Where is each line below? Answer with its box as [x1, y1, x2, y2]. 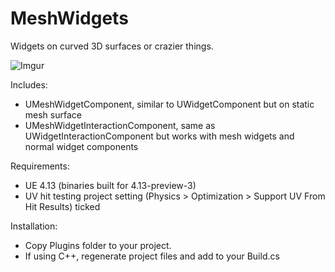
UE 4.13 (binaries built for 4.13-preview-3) [24, 179, 197, 191]
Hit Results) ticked [24, 200, 101, 212]
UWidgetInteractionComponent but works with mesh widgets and [24, 130, 295, 142]
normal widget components [24, 140, 139, 152]
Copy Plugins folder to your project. [24, 239, 172, 251]
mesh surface [24, 108, 82, 121]
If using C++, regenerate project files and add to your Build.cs [24, 250, 280, 262]
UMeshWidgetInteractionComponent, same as [24, 119, 216, 131]
